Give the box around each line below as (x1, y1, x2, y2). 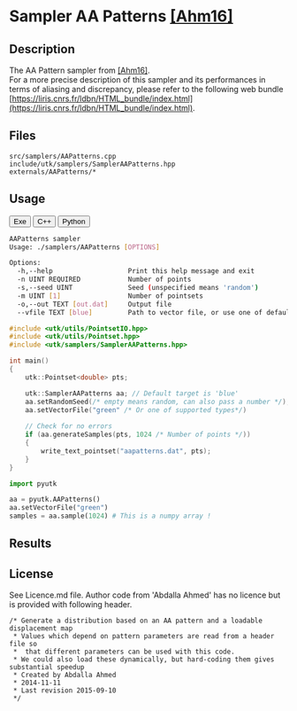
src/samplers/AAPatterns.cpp (9, 152, 117, 160)
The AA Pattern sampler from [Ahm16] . (9, 65, 150, 75)
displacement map (9, 624, 73, 633)
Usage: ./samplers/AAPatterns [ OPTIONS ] (9, 242, 161, 252)
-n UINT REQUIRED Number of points (17, 275, 192, 285)
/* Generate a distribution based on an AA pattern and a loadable (9, 616, 263, 626)
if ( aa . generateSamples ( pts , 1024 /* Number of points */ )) (25, 430, 251, 440)
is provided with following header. (9, 599, 133, 610)
